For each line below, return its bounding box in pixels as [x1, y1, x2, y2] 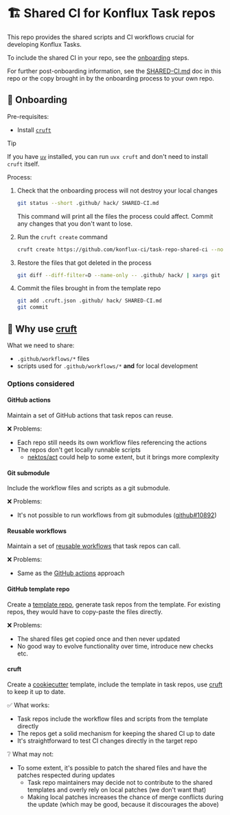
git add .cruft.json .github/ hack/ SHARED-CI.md [16, 297, 163, 305]
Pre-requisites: [7, 112, 49, 120]
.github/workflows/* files [16, 354, 90, 362]
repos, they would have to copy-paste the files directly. [7, 607, 163, 616]
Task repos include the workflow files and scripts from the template [16, 715, 208, 723]
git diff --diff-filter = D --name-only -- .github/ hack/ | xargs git [16, 272, 221, 279]
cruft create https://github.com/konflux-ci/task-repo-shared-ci [16, 246, 208, 253]
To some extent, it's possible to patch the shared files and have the [16, 763, 207, 772]
